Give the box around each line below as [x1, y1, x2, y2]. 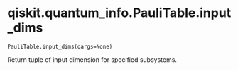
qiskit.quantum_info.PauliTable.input [7, 5, 232, 21]
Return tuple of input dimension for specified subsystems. [7, 55, 178, 64]
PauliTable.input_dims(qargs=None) [7, 43, 113, 50]
